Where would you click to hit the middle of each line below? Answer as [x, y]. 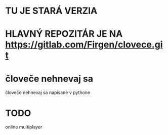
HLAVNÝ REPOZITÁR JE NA [64, 34]
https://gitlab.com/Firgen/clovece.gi [84, 45]
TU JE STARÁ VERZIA [51, 11]
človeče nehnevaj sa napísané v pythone [48, 93]
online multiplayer [24, 127]
